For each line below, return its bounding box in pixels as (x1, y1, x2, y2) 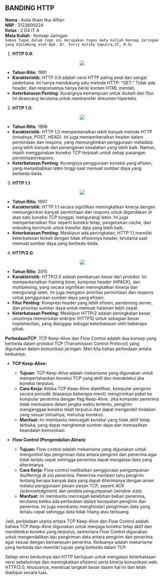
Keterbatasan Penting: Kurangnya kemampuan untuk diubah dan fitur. (12, 90, 155, 96)
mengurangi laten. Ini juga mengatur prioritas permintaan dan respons (12, 289, 154, 295)
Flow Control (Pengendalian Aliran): (12, 436, 87, 443)
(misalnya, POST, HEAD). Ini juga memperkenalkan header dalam (12, 134, 143, 140)
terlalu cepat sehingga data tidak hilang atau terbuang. (19, 508, 130, 514)
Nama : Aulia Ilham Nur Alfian (5, 17, 65, 23)
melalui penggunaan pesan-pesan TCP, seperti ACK (19, 482, 125, 488)
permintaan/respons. (12, 154, 55, 161)
